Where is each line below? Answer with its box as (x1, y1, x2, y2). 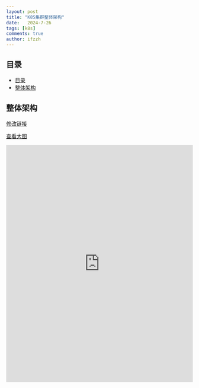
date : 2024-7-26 (6, 20, 52, 26)
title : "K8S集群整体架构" (6, 14, 65, 20)
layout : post (6, 8, 38, 15)
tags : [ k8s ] (6, 25, 36, 31)
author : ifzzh (6, 36, 41, 42)
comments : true (6, 31, 44, 37)
